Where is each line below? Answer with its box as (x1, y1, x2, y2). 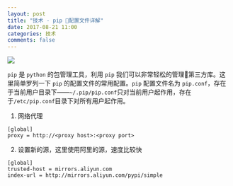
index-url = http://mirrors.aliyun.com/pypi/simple (7, 172, 163, 179)
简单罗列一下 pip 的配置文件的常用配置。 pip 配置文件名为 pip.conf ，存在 (13, 79, 227, 88)
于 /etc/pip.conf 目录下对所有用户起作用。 (7, 97, 130, 105)
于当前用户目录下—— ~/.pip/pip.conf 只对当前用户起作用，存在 (7, 88, 192, 96)
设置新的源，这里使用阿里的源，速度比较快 (17, 146, 142, 154)
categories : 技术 (7, 30, 57, 37)
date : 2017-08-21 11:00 (7, 23, 78, 30)
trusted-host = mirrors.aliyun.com (7, 165, 113, 173)
